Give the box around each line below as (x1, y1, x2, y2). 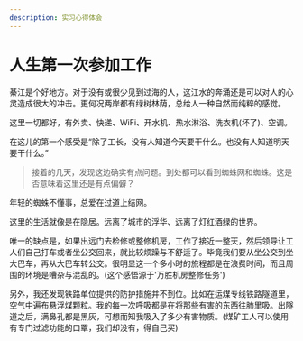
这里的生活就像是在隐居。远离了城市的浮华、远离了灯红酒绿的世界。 (9, 216, 262, 226)
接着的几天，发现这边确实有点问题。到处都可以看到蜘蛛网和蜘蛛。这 (31, 166, 285, 177)
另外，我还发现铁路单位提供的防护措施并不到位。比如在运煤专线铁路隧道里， (9, 288, 294, 299)
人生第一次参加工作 (9, 55, 152, 75)
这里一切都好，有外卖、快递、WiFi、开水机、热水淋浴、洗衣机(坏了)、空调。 (9, 116, 293, 127)
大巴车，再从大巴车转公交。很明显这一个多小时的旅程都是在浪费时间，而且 (9, 258, 286, 269)
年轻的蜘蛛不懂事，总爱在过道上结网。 (9, 197, 151, 207)
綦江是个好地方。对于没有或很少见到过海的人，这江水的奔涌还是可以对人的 (9, 87, 286, 97)
